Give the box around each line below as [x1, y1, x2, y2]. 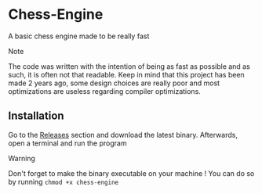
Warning [8, 153, 35, 163]
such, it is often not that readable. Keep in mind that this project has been [8, 70, 245, 79]
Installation [8, 110, 64, 123]
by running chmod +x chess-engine [8, 177, 119, 186]
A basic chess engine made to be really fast [8, 31, 150, 41]
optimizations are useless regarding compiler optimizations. [8, 86, 202, 95]
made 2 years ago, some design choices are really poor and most [8, 78, 220, 88]
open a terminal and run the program [8, 138, 127, 148]
